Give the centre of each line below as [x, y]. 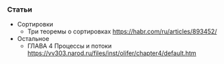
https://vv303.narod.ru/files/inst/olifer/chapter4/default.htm [112, 53]
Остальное [33, 39]
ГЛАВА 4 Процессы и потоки [69, 46]
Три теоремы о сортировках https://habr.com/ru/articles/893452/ [122, 31]
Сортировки [35, 25]
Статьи [20, 10]
